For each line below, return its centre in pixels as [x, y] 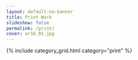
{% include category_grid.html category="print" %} [69, 50]
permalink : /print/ [30, 28]
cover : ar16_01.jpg [30, 34]
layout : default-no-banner [40, 12]
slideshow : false [28, 23]
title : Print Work [29, 17]
